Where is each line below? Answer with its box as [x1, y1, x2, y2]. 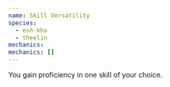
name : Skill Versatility [8, 11, 90, 20]
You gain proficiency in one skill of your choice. [8, 70, 163, 79]
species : [8, 19, 37, 27]
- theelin [15, 33, 47, 42]
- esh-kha [15, 26, 47, 34]
